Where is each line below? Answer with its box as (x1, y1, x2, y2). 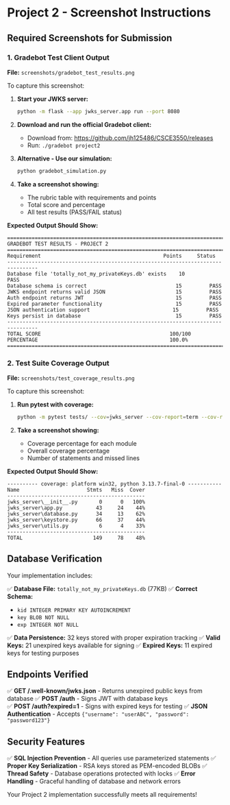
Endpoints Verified (7, 669, 89, 680)
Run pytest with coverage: (16, 400, 94, 409)
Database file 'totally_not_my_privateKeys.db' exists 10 (7, 270, 186, 277)
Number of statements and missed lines (27, 454, 140, 462)
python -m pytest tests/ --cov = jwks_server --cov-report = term (16, 413, 199, 420)
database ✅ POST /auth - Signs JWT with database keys (7, 695, 168, 703)
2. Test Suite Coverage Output (7, 358, 110, 368)
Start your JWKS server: (16, 95, 89, 103)
